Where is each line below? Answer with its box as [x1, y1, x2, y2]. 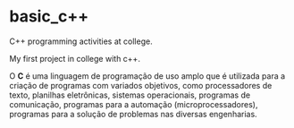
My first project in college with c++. [9, 53, 141, 64]
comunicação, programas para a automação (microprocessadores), [9, 98, 258, 109]
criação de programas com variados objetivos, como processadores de [9, 80, 273, 90]
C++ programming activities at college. [9, 36, 154, 47]
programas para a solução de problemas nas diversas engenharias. [9, 108, 257, 119]
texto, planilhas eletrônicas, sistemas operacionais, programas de [9, 90, 251, 100]
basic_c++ [9, 6, 89, 27]
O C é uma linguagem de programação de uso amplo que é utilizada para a [9, 70, 286, 81]
